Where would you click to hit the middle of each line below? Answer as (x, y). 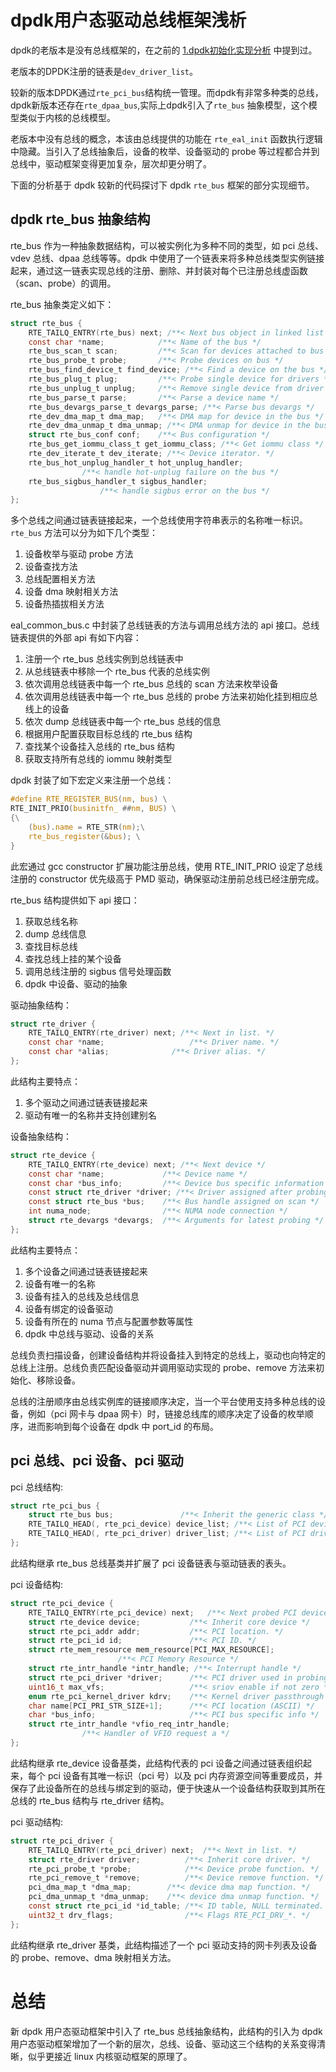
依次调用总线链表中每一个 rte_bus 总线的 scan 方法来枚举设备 (151, 684)
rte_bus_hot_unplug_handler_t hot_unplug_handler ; (136, 462)
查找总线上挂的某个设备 (73, 958)
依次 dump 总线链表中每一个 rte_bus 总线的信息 (123, 722)
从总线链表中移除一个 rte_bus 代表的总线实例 (117, 672)
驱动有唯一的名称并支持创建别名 (90, 1115)
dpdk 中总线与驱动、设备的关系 (89, 1333)
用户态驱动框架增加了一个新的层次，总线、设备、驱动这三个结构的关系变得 (163, 2043)
